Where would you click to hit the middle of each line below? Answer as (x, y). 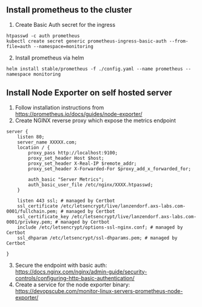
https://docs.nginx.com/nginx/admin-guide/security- (81, 271)
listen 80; (31, 137)
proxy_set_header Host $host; (66, 158)
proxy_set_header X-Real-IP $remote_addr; (82, 164)
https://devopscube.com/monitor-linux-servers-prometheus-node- (99, 291)
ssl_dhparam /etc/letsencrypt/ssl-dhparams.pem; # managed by (97, 238)
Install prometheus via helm (49, 58)
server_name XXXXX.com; (47, 142)
